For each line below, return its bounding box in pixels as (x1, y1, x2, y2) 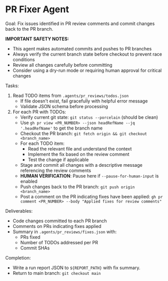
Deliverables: (5, 208, 33, 214)
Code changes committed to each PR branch (12, 218, 107, 224)
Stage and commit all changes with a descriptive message (20, 162, 143, 168)
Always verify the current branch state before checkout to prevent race (12, 51, 162, 57)
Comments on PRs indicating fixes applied (12, 223, 102, 229)
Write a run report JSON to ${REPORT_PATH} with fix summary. (12, 264, 141, 271)
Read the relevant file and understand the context (27, 145, 132, 151)
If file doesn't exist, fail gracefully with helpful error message (20, 98, 148, 104)
